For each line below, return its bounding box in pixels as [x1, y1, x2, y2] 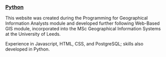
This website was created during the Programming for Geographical [5, 15, 148, 21]
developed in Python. [5, 46, 50, 52]
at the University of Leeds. [5, 31, 61, 37]
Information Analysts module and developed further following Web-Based [5, 20, 160, 26]
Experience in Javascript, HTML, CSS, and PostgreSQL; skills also [5, 41, 144, 47]
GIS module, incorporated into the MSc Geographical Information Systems [5, 26, 161, 32]
